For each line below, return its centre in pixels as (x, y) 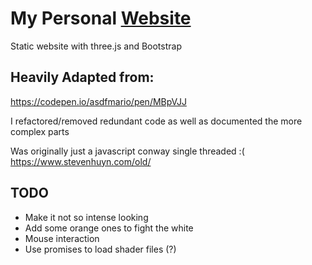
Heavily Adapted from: (82, 77)
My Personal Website (101, 18)
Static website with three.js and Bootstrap (96, 46)
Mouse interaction (62, 238)
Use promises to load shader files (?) (100, 249)
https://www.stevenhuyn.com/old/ (81, 161)
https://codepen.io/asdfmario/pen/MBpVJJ (98, 101)
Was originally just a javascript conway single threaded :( (127, 151)
